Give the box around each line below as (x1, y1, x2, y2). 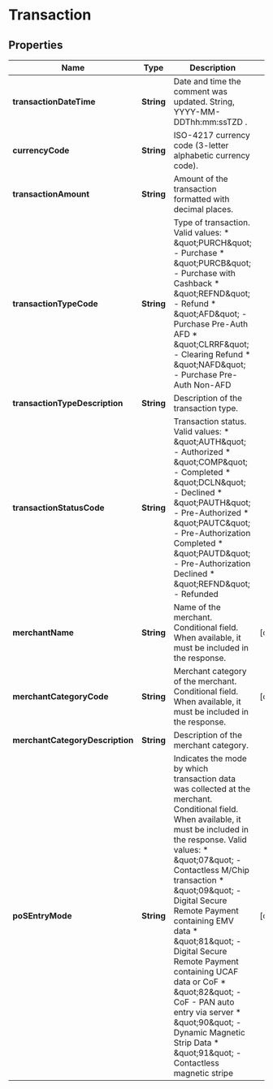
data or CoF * (173, 976, 226, 987)
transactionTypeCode (12, 298, 99, 309)
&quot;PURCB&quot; (173, 257, 252, 269)
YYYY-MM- (173, 106, 221, 117)
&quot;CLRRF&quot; (173, 339, 249, 350)
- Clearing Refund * (173, 349, 251, 360)
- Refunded (173, 589, 219, 599)
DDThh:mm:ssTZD (173, 116, 244, 127)
